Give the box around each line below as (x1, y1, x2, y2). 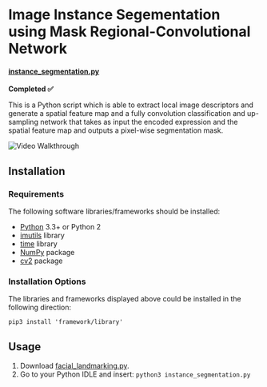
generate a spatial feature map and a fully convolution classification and (8, 109, 245, 118)
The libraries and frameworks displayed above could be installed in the (8, 294, 241, 304)
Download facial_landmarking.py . (19, 361, 130, 371)
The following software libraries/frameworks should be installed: (8, 206, 221, 217)
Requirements (8, 188, 65, 199)
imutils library (19, 230, 66, 241)
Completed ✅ (8, 84, 54, 94)
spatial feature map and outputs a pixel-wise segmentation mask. (8, 126, 224, 135)
